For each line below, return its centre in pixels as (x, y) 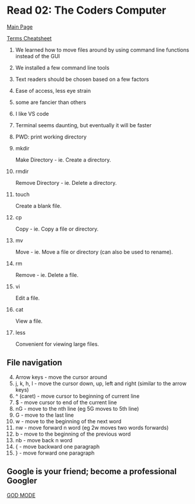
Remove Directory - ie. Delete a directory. (66, 182)
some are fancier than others (51, 102)
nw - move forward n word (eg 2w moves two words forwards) (92, 427)
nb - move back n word (44, 440)
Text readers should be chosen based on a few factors (82, 79)
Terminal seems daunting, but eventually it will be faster (83, 125)
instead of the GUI (38, 56)
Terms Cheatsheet (29, 38)
